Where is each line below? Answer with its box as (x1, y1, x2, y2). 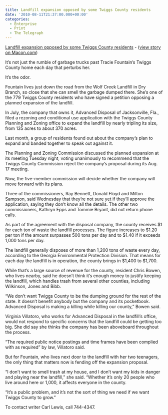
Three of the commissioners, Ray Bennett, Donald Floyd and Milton (5, 191, 143, 196)
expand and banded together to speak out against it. (5, 140, 113, 146)
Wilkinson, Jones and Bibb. (5, 283, 61, 289)
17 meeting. (5, 166, 29, 172)
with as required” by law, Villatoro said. (5, 344, 85, 350)
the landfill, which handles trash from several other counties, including (5, 278, 150, 284)
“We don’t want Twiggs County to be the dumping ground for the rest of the (5, 293, 161, 299)
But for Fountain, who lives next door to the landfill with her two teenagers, (5, 354, 159, 360)
